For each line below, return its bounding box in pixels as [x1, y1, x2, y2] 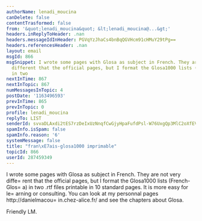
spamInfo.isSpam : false [6, 126, 66, 132]
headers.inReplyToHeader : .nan [6, 31, 85, 37]
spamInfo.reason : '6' [6, 132, 61, 139]
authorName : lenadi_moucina [6, 8, 77, 15]
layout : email [6, 48, 42, 54]
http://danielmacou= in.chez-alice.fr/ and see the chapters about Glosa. [6, 196, 184, 204]
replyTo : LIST [6, 115, 42, 121]
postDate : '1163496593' [6, 93, 66, 99]
